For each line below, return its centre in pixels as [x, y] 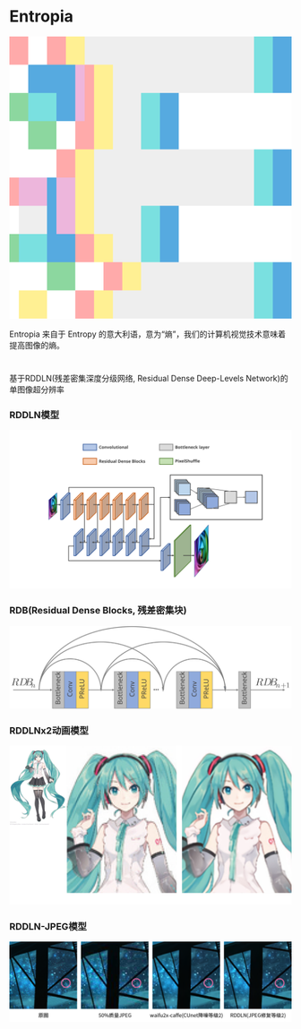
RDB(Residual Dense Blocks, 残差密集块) [98, 611]
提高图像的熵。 [37, 345]
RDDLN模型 [34, 416]
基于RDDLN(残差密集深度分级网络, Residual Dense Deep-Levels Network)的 [149, 379]
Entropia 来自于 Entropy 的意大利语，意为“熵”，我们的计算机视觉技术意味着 [148, 334]
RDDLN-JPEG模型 [48, 926]
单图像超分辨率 [37, 390]
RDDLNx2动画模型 [49, 730]
